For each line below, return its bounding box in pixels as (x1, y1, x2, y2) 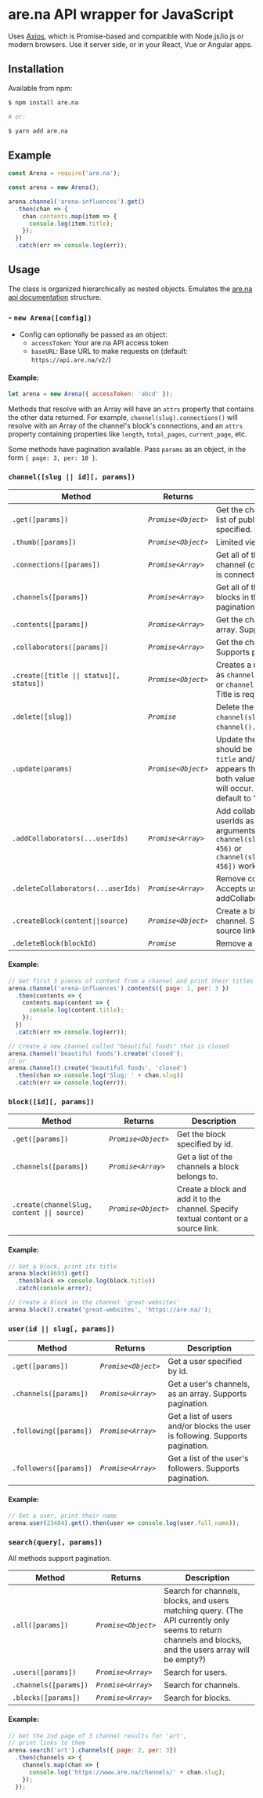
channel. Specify (176, 1203, 239, 1214)
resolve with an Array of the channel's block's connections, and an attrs (8, 421, 243, 431)
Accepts (215, 883, 247, 894)
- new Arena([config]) (8, 312, 92, 323)
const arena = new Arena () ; (8, 184, 100, 191)
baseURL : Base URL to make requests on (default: (31, 347, 188, 356)
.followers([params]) (12, 1464, 92, 1473)
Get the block (176, 1129, 227, 1140)
